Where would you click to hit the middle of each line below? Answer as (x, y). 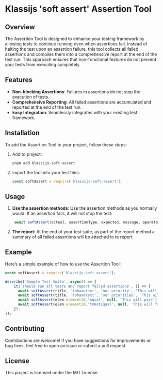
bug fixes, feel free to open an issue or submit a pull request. (66, 345)
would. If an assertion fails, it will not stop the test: (62, 214)
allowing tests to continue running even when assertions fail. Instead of (76, 44)
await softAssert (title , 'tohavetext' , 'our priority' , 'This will (88, 291)
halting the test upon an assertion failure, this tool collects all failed (72, 49)
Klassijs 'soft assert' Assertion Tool (78, 9)
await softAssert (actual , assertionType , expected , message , (77, 222)
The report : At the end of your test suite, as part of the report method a (83, 232)
